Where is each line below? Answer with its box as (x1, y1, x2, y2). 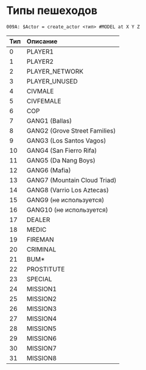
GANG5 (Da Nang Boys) (26, 156, 96, 164)
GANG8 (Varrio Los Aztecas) (26, 186, 109, 194)
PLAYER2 (26, 57, 54, 66)
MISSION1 (26, 284, 57, 293)
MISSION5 (26, 324, 57, 332)
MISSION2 (26, 295, 57, 303)
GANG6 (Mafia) (26, 166, 71, 174)
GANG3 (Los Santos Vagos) (26, 136, 106, 145)
